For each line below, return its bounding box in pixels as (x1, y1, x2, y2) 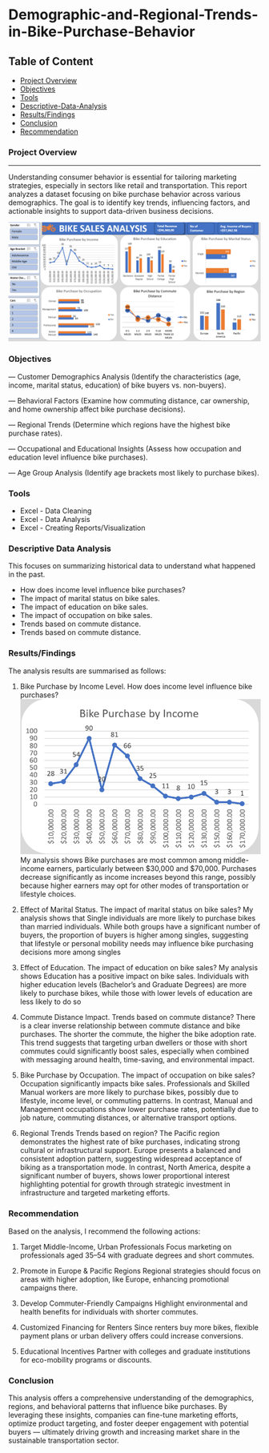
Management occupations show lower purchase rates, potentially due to (19, 1105, 259, 1114)
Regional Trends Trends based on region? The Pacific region (19, 1129, 220, 1138)
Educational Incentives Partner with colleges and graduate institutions (19, 1347, 251, 1356)
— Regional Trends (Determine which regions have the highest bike (8, 419, 231, 429)
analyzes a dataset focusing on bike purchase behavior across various (8, 190, 241, 199)
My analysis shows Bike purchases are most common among (19, 855, 222, 865)
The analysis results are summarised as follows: (8, 666, 167, 676)
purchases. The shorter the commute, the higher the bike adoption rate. (19, 1030, 257, 1039)
